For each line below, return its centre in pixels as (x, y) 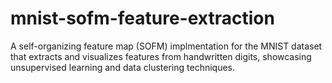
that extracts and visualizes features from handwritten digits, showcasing (161, 56)
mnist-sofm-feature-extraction (142, 18)
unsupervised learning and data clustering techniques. (123, 67)
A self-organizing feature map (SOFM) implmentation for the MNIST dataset (166, 46)
